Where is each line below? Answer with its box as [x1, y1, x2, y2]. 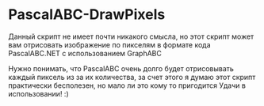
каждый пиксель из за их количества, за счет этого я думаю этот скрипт [8, 72, 256, 81]
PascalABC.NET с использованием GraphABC [8, 48, 163, 58]
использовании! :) [8, 89, 69, 98]
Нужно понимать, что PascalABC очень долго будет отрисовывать [8, 63, 234, 73]
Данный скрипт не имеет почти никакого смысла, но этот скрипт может [8, 32, 254, 41]
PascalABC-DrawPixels [8, 6, 166, 24]
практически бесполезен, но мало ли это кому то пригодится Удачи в [8, 81, 246, 90]
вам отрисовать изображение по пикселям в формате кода [8, 40, 212, 49]
